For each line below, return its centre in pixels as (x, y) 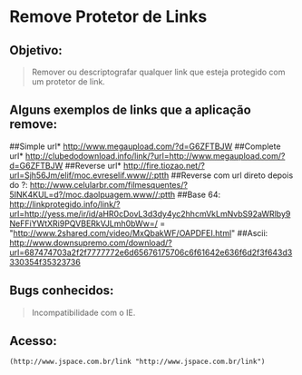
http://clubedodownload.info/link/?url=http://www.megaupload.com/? (156, 155)
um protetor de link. (68, 82)
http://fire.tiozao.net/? (165, 165)
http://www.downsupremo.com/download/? (91, 242)
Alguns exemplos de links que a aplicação (130, 110)
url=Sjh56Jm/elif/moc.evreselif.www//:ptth (89, 175)
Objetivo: (36, 50)
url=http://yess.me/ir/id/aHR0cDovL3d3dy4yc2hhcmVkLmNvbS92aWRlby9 (150, 213)
